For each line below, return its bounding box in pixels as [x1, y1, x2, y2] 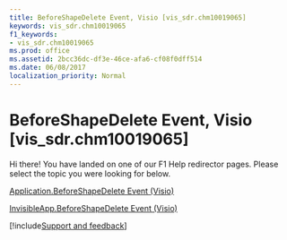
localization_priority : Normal [9, 72, 126, 81]
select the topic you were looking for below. [9, 167, 171, 179]
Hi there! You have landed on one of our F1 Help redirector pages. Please [9, 159, 279, 169]
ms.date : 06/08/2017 [9, 64, 87, 73]
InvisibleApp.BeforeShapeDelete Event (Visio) [9, 202, 178, 213]
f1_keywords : [9, 30, 58, 39]
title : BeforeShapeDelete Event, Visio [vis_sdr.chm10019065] [9, 13, 247, 22]
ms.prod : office [9, 47, 70, 56]
